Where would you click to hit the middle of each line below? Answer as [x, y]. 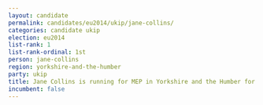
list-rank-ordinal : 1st [47, 52]
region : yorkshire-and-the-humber [65, 67]
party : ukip [28, 74]
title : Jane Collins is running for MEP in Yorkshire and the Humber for [132, 81]
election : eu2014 [37, 37]
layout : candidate [38, 15]
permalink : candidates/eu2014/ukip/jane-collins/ [91, 23]
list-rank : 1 [30, 45]
